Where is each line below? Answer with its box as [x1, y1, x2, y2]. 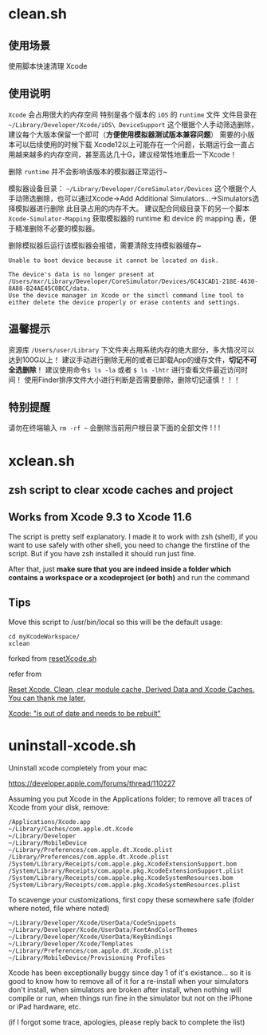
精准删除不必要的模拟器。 [14, 223, 100, 233]
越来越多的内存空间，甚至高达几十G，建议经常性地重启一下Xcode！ [14, 149, 238, 159]
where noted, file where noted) [8, 903, 110, 913]
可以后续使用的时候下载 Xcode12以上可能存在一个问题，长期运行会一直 [14, 139, 248, 149]
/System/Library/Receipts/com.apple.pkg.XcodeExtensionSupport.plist [8, 866, 245, 875]
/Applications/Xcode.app [8, 818, 91, 826]
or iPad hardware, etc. [8, 1001, 81, 1011]
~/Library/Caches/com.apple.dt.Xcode [8, 825, 134, 833]
